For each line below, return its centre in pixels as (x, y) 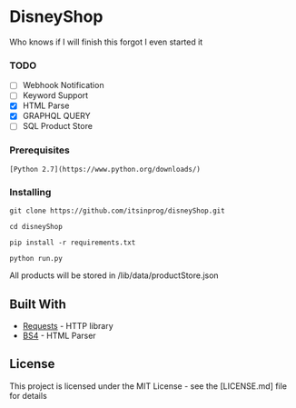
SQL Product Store (58, 126)
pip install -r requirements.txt (73, 243)
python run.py (36, 259)
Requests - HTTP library (68, 325)
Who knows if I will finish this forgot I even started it (106, 42)
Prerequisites (39, 150)
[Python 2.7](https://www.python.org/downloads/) (105, 169)
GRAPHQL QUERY (56, 116)
